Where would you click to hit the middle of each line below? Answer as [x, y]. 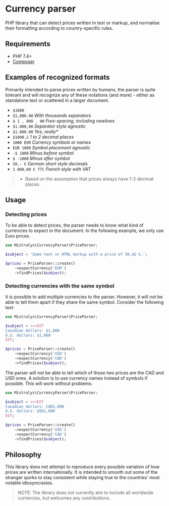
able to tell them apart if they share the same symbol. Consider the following [84, 302]
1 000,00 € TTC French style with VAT [51, 169]
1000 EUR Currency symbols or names [52, 142]
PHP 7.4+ [22, 56]
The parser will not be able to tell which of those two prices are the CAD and [84, 373]
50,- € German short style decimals [50, 163]
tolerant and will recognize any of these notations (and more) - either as [80, 95]
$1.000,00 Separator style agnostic [49, 126]
